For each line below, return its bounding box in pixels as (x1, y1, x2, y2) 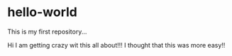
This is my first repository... (7, 27, 87, 36)
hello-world (7, 4, 78, 20)
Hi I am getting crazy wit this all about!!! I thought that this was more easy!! (7, 41, 226, 49)
